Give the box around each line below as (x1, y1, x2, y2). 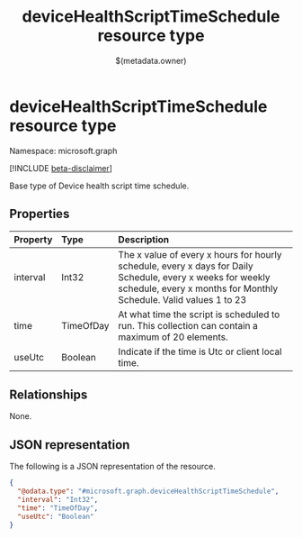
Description (118, 233, 170, 245)
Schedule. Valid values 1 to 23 (118, 293, 247, 305)
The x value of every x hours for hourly (118, 248, 282, 260)
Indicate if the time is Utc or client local (118, 345, 282, 358)
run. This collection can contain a (118, 319, 259, 332)
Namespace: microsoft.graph (9, 145, 118, 156)
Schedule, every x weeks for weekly (118, 270, 271, 283)
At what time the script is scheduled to (118, 308, 280, 321)
